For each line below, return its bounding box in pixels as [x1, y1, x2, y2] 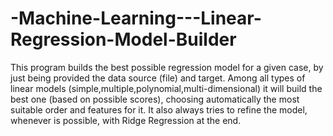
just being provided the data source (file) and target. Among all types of [10, 72, 306, 84]
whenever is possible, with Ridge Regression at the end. [10, 114, 242, 126]
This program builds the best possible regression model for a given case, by [10, 61, 324, 73]
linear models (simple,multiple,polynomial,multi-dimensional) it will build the [10, 82, 323, 94]
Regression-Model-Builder [10, 28, 237, 51]
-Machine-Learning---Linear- [10, 7, 262, 30]
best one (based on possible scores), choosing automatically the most [10, 93, 300, 105]
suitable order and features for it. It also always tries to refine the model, [10, 103, 308, 116]
